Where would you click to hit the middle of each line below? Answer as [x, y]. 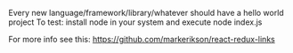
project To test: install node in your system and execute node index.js [135, 22]
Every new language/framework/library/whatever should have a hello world [146, 13]
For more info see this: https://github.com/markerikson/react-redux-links [142, 39]
